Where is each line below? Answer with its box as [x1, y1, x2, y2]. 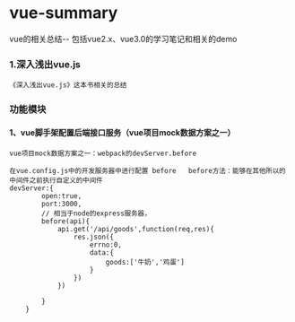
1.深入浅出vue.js [9, 57, 81, 70]
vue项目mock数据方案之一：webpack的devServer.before [9, 149, 197, 159]
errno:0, [89, 240, 123, 249]
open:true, [41, 192, 82, 201]
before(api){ [41, 217, 91, 226]
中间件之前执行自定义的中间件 [9, 176, 103, 186]
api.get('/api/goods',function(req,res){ [56, 225, 215, 234]
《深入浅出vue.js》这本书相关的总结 [9, 81, 127, 90]
